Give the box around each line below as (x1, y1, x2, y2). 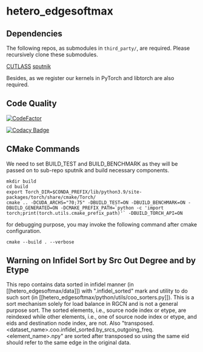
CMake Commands (6, 144, 80, 154)
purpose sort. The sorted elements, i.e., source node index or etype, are (6, 306, 187, 314)
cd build (6, 183, 28, 189)
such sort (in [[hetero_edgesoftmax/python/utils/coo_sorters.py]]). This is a (6, 294, 195, 301)
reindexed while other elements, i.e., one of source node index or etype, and (6, 313, 197, 320)
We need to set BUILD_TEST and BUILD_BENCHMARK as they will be (6, 160, 178, 168)
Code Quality (6, 98, 57, 109)
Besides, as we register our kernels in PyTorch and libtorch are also (6, 75, 175, 81)
